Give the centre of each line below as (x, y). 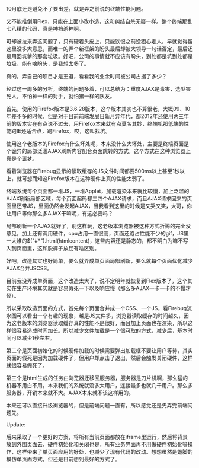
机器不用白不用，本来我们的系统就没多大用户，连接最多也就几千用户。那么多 (99, 385)
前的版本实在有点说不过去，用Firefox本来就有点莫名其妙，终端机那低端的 (95, 124)
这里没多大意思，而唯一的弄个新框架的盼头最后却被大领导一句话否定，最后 (97, 49)
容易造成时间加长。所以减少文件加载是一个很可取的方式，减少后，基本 (102, 330)
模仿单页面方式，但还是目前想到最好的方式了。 (63, 459)
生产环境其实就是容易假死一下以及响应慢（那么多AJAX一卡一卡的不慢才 (104, 288)
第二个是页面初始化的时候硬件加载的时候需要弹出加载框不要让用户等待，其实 (99, 351)
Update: (16, 425)
